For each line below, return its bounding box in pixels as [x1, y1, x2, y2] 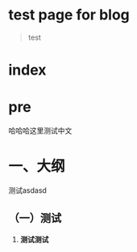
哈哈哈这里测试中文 [8, 126, 73, 135]
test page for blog [8, 6, 131, 24]
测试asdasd [8, 186, 47, 195]
